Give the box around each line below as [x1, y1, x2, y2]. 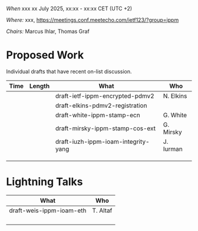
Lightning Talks [6, 175, 83, 189]
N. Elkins [163, 91, 187, 100]
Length [29, 82, 50, 90]
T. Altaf [92, 206, 113, 214]
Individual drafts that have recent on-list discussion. [6, 68, 132, 75]
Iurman [163, 144, 183, 153]
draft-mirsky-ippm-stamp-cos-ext [55, 124, 156, 132]
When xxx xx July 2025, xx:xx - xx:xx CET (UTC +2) [6, 5, 133, 12]
